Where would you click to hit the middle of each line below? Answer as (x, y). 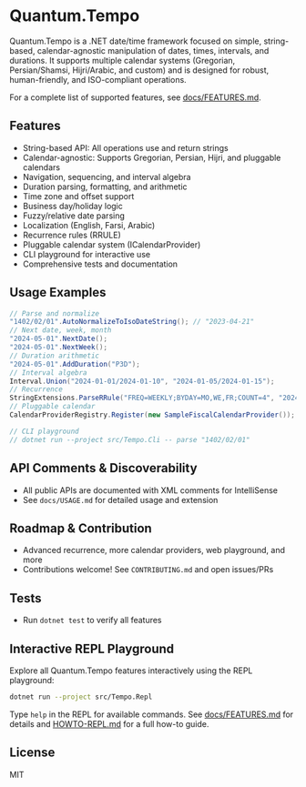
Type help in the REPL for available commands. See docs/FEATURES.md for (152, 714)
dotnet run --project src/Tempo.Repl (81, 697)
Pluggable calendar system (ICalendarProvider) (112, 244)
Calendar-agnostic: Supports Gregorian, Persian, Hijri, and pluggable (152, 157)
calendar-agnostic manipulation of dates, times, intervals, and (153, 50)
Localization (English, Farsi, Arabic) (89, 225)
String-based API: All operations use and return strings (126, 147)
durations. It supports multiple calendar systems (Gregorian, (122, 60)
